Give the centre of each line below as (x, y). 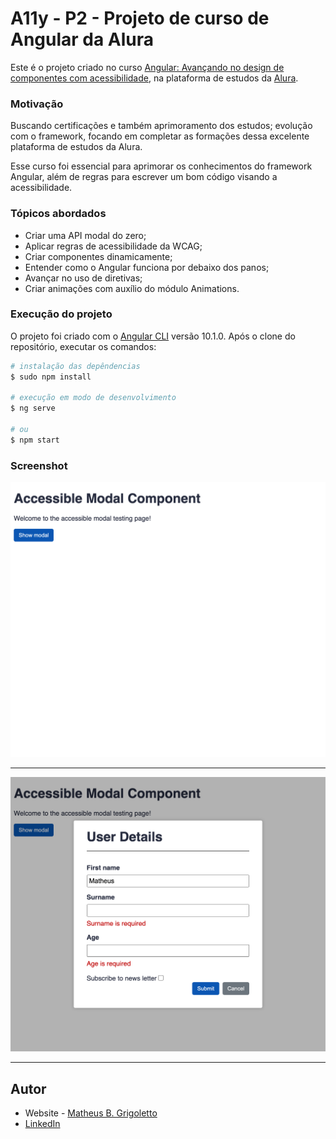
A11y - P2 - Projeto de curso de (140, 18)
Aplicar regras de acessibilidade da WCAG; (113, 246)
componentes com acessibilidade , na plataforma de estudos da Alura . (154, 78)
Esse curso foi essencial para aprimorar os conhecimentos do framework (161, 166)
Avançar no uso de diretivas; (83, 278)
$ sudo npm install (51, 377)
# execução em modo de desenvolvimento (93, 398)
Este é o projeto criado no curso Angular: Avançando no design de (147, 67)
